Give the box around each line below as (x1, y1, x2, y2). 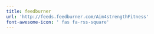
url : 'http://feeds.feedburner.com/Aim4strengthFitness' (6, 14, 149, 20)
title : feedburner (6, 8, 51, 14)
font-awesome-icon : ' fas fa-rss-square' (6, 19, 110, 25)
